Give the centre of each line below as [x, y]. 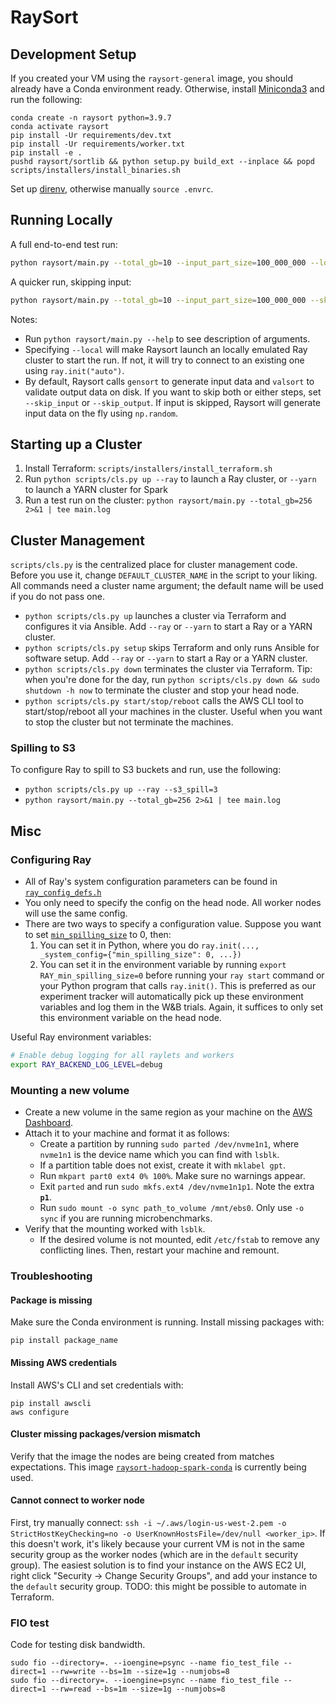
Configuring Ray [51, 859]
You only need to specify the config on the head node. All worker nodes [173, 903]
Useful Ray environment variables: [81, 1037]
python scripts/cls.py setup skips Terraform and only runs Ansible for [172, 648]
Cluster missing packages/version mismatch [105, 1434]
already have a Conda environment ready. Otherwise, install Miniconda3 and [167, 89]
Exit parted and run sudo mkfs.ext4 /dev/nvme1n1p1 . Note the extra [177, 1187]
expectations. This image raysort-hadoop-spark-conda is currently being [158, 1467]
